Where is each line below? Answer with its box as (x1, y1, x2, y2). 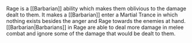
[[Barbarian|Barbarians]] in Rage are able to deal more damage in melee (6, 24, 184, 31)
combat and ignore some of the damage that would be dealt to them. (6, 30, 176, 37)
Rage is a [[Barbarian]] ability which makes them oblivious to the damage (6, 5, 187, 12)
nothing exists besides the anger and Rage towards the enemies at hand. (6, 18, 186, 24)
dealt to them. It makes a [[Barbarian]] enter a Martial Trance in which (6, 11, 178, 18)
